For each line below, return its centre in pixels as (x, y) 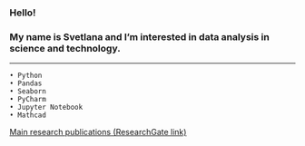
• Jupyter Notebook (46, 107)
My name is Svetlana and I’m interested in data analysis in (139, 36)
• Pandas (26, 83)
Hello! (23, 13)
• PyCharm (28, 100)
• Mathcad (28, 115)
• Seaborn (28, 92)
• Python (26, 76)
